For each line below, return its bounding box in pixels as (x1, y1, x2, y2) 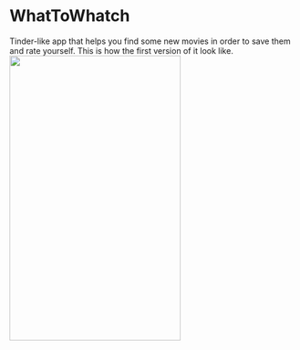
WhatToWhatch (9, 5, 130, 26)
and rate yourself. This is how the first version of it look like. (9, 45, 234, 56)
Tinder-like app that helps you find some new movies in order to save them (9, 36, 291, 46)
